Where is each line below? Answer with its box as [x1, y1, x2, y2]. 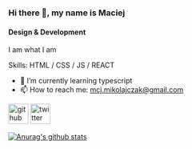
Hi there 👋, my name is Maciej [8, 7, 126, 18]
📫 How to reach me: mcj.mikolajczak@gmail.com [19, 85, 184, 95]
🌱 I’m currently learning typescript [19, 76, 133, 86]
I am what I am [8, 45, 57, 54]
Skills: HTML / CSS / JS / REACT [8, 60, 114, 70]
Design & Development [8, 27, 86, 37]
